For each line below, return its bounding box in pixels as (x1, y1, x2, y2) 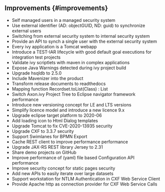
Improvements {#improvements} (4, 4, 109, 12)
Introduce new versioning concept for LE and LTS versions (11, 101, 132, 107)
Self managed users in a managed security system (11, 17, 116, 23)
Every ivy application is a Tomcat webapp (11, 43, 97, 49)
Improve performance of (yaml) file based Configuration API (11, 154, 135, 161)
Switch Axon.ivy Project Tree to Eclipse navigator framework (11, 91, 136, 97)
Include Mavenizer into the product (11, 75, 84, 81)
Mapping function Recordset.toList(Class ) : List (11, 86, 108, 92)
